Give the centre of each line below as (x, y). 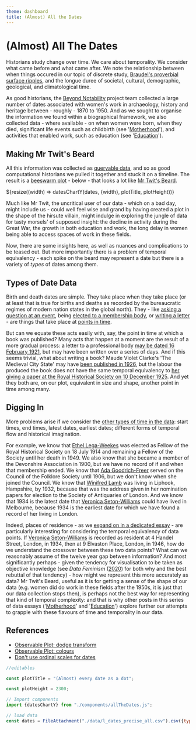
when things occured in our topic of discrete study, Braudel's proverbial (92, 74)
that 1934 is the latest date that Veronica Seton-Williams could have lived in (96, 501)
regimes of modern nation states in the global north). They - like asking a (94, 309)
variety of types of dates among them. (52, 265)
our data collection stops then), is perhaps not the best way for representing (98, 593)
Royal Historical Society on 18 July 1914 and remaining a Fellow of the (90, 451)
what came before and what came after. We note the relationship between (95, 68)
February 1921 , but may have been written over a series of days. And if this (96, 352)
